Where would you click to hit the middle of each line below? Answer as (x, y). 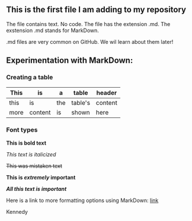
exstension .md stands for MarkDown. (53, 30)
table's (81, 103)
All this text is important (36, 188)
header (107, 92)
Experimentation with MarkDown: (70, 61)
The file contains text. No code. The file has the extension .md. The (88, 24)
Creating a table (30, 78)
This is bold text (26, 143)
